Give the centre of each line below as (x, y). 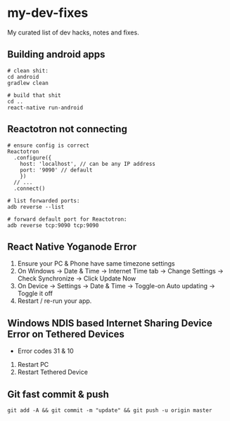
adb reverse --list (36, 207)
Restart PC (33, 365)
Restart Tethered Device (52, 372)
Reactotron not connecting (68, 129)
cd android (23, 77)
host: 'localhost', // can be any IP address (88, 164)
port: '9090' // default (56, 170)
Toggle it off (35, 294)
